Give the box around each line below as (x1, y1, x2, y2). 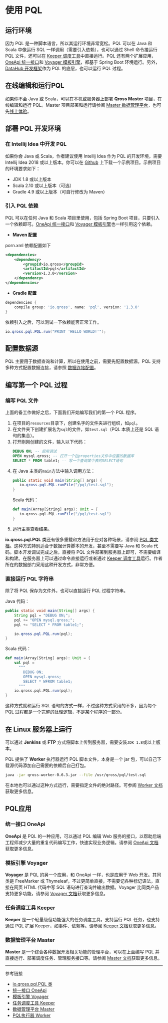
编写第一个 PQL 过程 (5, 380, 67, 389)
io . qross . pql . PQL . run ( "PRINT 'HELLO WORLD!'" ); (5, 329, 106, 334)
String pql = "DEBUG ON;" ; (14, 612, 70, 618)
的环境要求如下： (5, 165, 40, 171)
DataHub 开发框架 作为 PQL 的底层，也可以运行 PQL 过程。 (5, 66, 126, 71)
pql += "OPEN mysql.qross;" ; (14, 618, 75, 623)
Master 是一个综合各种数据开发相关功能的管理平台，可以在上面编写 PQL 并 (5, 949, 160, 955)
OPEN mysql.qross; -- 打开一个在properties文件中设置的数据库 (12, 453, 134, 459)
